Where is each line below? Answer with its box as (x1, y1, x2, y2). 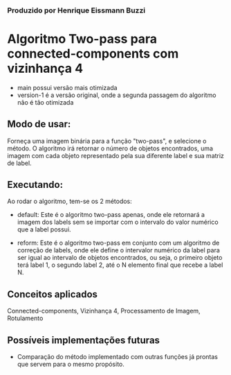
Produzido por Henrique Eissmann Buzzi (7, 6, 146, 15)
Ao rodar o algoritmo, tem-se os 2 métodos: (7, 197, 133, 206)
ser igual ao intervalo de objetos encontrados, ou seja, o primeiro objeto (17, 254, 223, 262)
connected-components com (7, 46, 179, 62)
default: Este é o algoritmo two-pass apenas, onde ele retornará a (17, 211, 205, 219)
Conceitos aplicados (7, 288, 98, 300)
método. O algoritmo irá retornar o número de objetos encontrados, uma (7, 144, 213, 152)
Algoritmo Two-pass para (7, 31, 158, 47)
